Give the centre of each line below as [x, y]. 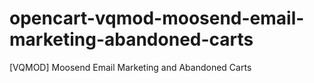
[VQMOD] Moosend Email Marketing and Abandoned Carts [130, 67]
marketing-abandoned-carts [131, 39]
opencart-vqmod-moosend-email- [157, 18]
